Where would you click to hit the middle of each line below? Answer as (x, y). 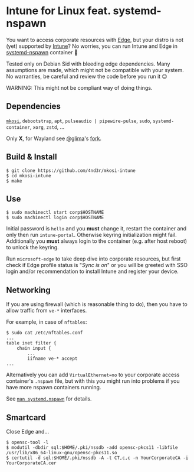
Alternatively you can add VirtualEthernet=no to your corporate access (93, 375)
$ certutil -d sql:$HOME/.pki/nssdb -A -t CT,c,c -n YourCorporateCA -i (97, 458)
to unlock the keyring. (32, 248)
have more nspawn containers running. (54, 388)
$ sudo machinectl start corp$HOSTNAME (55, 213)
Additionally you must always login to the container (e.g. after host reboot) (97, 241)
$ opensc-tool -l (27, 442)
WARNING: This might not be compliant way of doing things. (79, 87)
